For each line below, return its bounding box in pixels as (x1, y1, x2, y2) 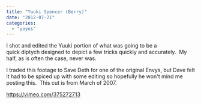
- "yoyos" (11, 25, 36, 32)
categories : (6, 20, 36, 26)
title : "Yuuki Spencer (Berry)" (6, 8, 87, 15)
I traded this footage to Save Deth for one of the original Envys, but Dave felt (6, 67, 195, 74)
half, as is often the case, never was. (6, 55, 97, 62)
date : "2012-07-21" (6, 14, 55, 20)
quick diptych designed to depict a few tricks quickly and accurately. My (6, 49, 187, 56)
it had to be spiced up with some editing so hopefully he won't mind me (6, 73, 183, 80)
